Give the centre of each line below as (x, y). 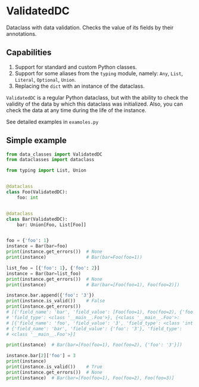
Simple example (37, 140)
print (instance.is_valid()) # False (56, 301)
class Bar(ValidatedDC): (37, 219)
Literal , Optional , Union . (45, 79)
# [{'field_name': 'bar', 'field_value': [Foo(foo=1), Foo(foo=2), (92, 312)
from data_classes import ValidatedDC (54, 154)
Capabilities (29, 53)
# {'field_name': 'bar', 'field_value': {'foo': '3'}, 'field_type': (94, 329)
